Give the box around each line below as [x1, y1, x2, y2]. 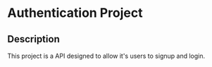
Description [7, 33, 60, 45]
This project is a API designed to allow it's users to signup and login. [7, 51, 206, 60]
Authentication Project [7, 5, 143, 21]
